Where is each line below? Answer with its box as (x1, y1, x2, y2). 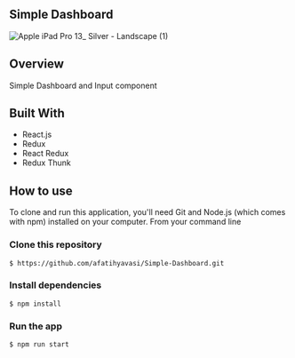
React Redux (21, 148, 69, 159)
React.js (21, 129, 52, 140)
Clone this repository (9, 239, 102, 251)
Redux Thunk (21, 157, 71, 168)
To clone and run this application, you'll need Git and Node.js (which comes (9, 207, 286, 218)
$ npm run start (9, 340, 69, 349)
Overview (9, 57, 65, 72)
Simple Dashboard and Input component (9, 80, 157, 91)
